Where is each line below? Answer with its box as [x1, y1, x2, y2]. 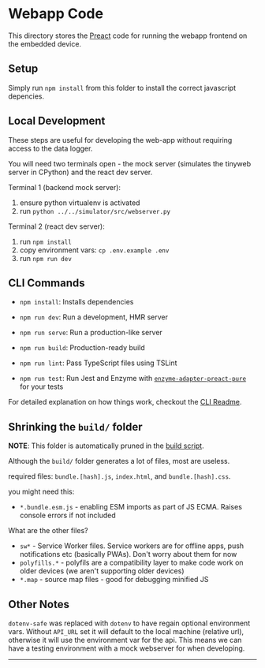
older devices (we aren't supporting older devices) [19, 566, 185, 576]
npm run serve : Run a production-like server [19, 328, 163, 338]
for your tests [19, 382, 64, 391]
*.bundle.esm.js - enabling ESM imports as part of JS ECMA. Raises [19, 502, 243, 512]
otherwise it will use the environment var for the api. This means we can [8, 636, 242, 644]
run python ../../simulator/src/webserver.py [19, 206, 171, 215]
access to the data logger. [8, 144, 93, 153]
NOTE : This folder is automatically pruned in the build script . [8, 441, 204, 450]
